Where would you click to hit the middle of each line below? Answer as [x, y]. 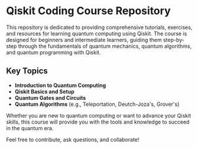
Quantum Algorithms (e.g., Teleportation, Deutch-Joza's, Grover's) [97, 104]
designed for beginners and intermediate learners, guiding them [84, 40]
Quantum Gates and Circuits [50, 98]
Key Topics [27, 71]
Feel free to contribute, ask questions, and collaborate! [73, 140]
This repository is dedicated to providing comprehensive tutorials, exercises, [99, 27]
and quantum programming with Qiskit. [53, 52]
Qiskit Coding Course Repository [88, 11]
